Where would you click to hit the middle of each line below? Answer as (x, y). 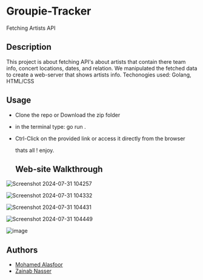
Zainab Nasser (33, 271)
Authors (22, 250)
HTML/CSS (20, 81)
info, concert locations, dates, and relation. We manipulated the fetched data (102, 68)
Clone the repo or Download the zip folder (68, 115)
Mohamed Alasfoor (39, 265)
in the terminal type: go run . (50, 126)
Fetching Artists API (31, 28)
